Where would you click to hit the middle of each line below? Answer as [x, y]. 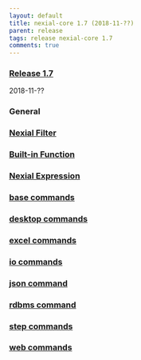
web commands [41, 347]
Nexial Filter [33, 133]
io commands [36, 262]
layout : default [36, 16]
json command [39, 283]
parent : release [36, 30]
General [25, 111]
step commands [41, 326]
